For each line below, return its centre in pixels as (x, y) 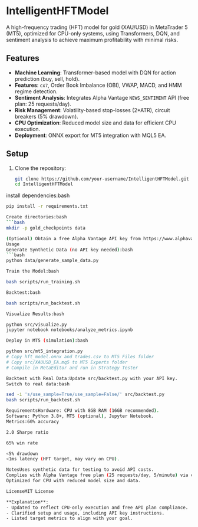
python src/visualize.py (37, 325)
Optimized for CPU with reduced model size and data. (74, 481)
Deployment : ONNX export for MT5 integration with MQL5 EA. (90, 135)
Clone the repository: (40, 168)
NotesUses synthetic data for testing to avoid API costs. (80, 470)
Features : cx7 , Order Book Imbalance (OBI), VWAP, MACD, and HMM (98, 85)
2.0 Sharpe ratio (27, 432)
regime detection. (36, 91)
